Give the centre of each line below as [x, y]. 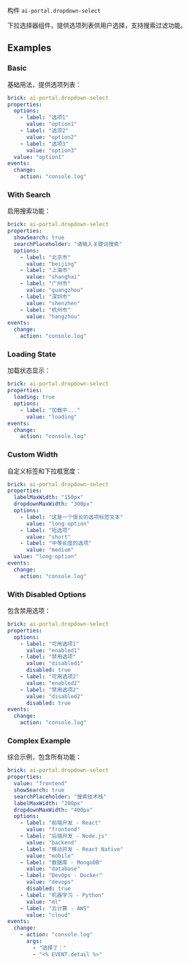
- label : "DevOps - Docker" [61, 876]
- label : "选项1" [44, 118]
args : [34, 941]
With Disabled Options [47, 594]
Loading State [32, 354]
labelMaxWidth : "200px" [48, 803]
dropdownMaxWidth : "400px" [53, 810]
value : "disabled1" [54, 664]
